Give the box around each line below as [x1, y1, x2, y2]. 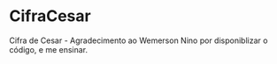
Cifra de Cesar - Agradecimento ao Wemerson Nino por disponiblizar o [9, 35, 268, 46]
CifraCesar [9, 6, 91, 26]
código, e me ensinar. [9, 44, 88, 54]
